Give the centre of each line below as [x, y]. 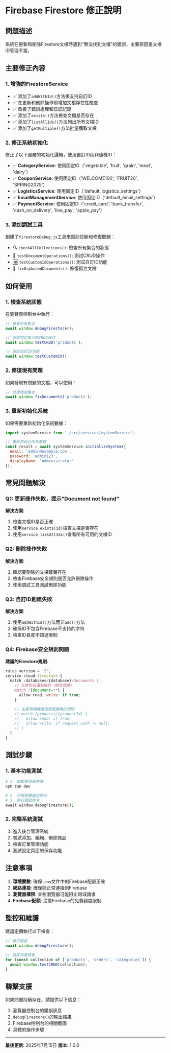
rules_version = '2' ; [28, 671]
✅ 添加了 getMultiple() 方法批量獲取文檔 [54, 128]
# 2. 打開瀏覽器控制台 [26, 795]
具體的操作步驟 [28, 1029]
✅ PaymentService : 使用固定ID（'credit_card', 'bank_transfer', [78, 204]
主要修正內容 [25, 68]
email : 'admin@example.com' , [41, 452]
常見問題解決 [25, 483]
